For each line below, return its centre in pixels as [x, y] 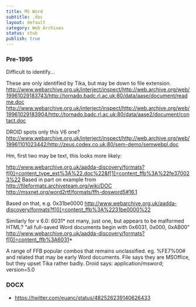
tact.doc [16, 121]
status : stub [22, 33]
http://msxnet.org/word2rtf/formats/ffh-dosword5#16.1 [72, 192]
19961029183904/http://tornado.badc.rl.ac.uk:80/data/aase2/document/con [98, 114]
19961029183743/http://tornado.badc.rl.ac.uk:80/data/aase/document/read [97, 96]
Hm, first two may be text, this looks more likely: [64, 156]
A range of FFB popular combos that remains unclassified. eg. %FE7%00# [96, 251]
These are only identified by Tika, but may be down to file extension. [89, 83]
